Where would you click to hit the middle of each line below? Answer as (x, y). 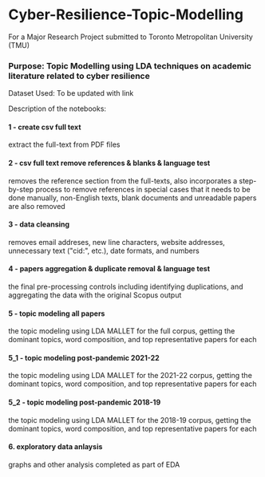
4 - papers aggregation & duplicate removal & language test (109, 269)
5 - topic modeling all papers (57, 313)
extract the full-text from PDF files (64, 144)
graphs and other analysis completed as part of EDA (94, 464)
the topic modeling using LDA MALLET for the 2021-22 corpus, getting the (131, 376)
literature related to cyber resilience (79, 76)
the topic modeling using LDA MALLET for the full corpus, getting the (122, 331)
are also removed (37, 206)
